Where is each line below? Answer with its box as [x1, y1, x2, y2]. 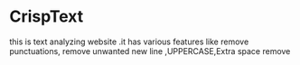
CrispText [9, 6, 84, 27]
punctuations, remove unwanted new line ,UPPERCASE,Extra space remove [9, 45, 291, 56]
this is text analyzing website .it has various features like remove [9, 36, 249, 47]
